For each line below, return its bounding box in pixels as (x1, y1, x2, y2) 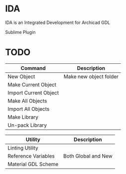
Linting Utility (7, 144, 39, 151)
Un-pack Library (7, 122, 47, 129)
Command (20, 64, 46, 71)
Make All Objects (7, 97, 47, 104)
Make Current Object (7, 81, 57, 88)
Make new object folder (63, 73, 119, 80)
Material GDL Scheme (7, 161, 59, 168)
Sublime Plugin (5, 29, 36, 35)
